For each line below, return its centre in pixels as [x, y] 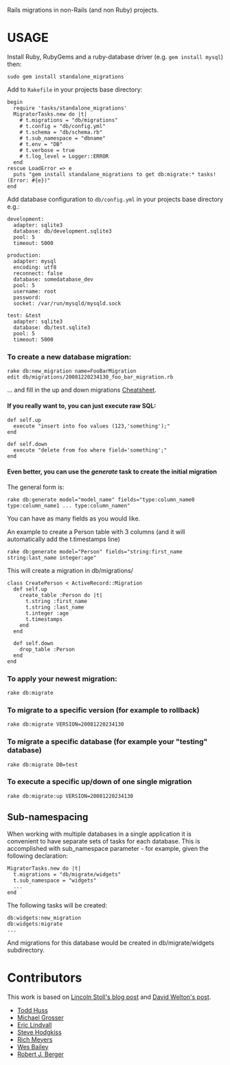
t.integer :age [47, 613]
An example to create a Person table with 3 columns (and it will [96, 531]
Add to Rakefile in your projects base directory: [75, 89]
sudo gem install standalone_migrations [66, 76]
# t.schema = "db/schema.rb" [61, 132]
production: [24, 255]
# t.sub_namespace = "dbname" [63, 138]
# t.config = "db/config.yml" [63, 126]
